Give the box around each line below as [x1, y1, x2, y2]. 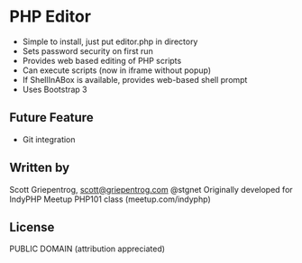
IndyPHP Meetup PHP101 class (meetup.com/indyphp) [9, 194, 211, 204]
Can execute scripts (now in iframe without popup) [22, 65, 212, 76]
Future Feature [9, 110, 94, 125]
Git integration [22, 133, 76, 145]
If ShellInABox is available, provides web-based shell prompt [22, 74, 248, 85]
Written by [9, 160, 70, 176]
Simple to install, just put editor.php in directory [22, 36, 198, 47]
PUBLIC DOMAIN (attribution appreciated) [9, 243, 165, 254]
